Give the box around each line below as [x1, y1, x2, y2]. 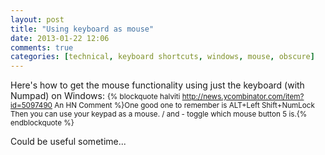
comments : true [10, 42, 74, 53]
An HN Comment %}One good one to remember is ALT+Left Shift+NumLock [54, 101, 315, 111]
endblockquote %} [10, 118, 75, 128]
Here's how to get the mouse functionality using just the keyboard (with [10, 79, 305, 91]
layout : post [10, 14, 65, 25]
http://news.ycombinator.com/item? [181, 92, 305, 102]
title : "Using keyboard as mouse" [10, 24, 155, 34]
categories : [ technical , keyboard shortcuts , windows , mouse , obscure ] [10, 52, 315, 62]
